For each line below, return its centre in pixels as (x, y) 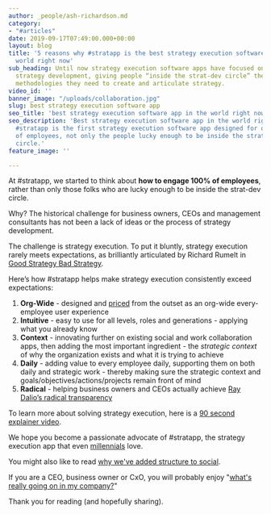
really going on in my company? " (63, 486)
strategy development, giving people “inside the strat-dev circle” (133, 76)
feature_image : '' (39, 151)
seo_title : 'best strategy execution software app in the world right (129, 114)
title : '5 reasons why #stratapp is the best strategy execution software (137, 53)
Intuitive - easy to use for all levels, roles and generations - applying (134, 320)
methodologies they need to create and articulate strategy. (121, 83)
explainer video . (35, 422)
